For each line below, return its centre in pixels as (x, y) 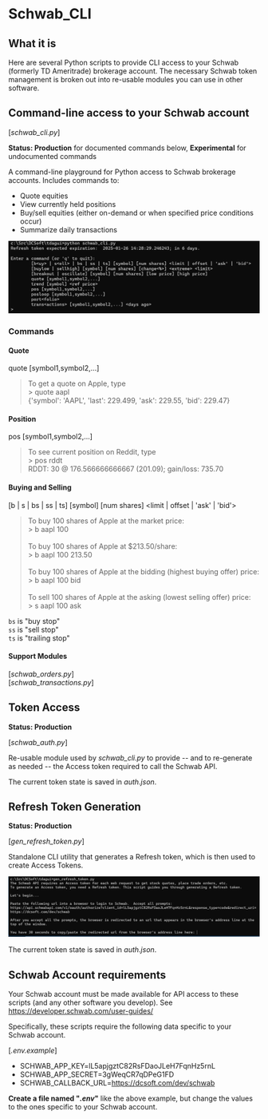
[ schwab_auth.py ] (38, 742)
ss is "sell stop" (33, 629)
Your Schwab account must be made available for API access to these (124, 994)
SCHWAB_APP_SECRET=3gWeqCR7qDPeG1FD (97, 1074)
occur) (31, 221)
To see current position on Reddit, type (92, 452)
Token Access (44, 708)
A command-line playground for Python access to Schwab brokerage (122, 172)
